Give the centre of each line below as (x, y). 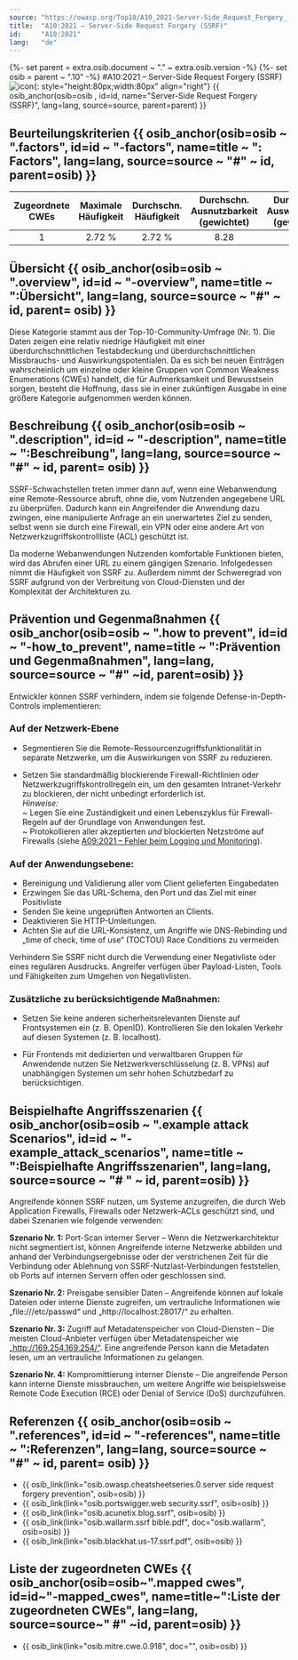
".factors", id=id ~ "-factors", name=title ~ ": (136, 147)
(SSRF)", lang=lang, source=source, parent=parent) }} (108, 105)
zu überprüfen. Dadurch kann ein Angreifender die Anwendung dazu (134, 508)
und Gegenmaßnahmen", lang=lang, (112, 661)
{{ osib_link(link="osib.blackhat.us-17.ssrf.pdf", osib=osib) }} (132, 1541)
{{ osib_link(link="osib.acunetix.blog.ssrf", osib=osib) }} (124, 1513)
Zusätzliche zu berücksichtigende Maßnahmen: (115, 999)
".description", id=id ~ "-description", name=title (148, 440)
